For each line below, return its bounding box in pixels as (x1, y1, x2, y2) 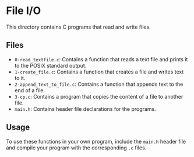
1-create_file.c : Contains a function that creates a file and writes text (14, 68, 184, 75)
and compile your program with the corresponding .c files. (6, 144, 147, 151)
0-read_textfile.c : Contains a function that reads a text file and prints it (14, 55, 188, 62)
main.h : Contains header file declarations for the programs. (14, 105, 156, 112)
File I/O (6, 4, 41, 18)
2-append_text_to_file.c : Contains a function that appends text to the (14, 81, 184, 88)
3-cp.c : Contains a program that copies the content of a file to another (14, 93, 184, 100)
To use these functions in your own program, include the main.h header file (6, 138, 186, 145)
